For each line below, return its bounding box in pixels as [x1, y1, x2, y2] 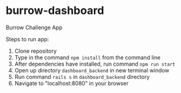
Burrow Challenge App [5, 24, 63, 31]
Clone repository [14, 47, 57, 55]
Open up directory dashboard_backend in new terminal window [14, 66, 169, 74]
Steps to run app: [5, 35, 49, 43]
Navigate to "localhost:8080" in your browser [14, 80, 129, 87]
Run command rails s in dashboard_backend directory [14, 73, 150, 80]
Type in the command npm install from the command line [14, 53, 161, 61]
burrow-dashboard [5, 4, 104, 18]
